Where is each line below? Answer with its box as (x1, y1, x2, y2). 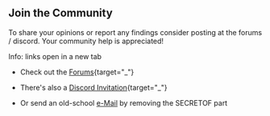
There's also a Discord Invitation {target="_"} (19, 82, 168, 92)
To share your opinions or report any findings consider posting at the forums (8, 27, 263, 37)
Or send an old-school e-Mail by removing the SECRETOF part (19, 98, 228, 107)
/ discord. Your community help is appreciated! (8, 36, 164, 46)
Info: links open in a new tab (8, 51, 102, 61)
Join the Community (8, 6, 113, 20)
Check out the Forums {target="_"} (19, 67, 135, 77)
